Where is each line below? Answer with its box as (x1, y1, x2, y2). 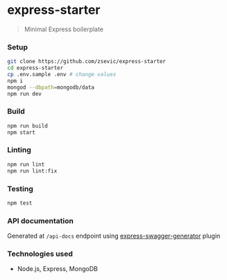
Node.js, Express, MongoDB (17, 265, 99, 273)
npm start (7, 129, 36, 136)
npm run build (7, 122, 49, 130)
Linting (7, 145, 31, 155)
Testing (7, 184, 33, 193)
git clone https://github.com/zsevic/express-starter (7, 58, 167, 65)
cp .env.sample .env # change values (7, 71, 117, 78)
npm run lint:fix (7, 167, 58, 175)
